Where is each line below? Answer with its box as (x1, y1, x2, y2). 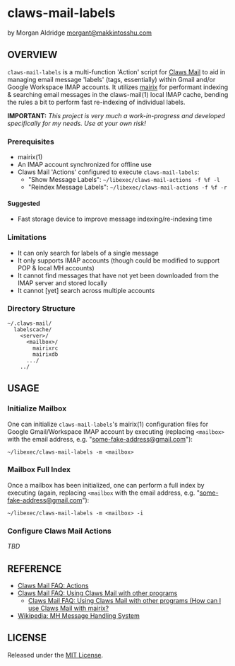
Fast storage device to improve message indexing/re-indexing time (17, 214, 212, 224)
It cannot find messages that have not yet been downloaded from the (17, 271, 219, 280)
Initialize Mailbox (7, 403, 67, 413)
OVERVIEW (7, 49, 58, 61)
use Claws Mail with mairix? (28, 604, 109, 612)
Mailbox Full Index (7, 465, 71, 475)
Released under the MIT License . (7, 650, 104, 659)
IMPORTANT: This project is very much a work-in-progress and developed (7, 111, 226, 120)
